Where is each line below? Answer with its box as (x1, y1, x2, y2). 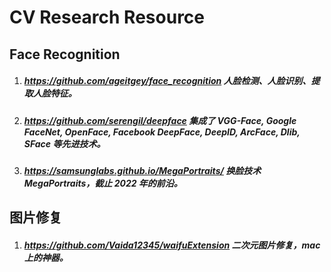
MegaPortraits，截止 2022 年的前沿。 (23, 177, 183, 189)
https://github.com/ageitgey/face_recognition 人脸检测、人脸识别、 (23, 75, 312, 87)
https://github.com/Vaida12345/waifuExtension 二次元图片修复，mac (23, 239, 321, 251)
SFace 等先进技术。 (23, 137, 106, 150)
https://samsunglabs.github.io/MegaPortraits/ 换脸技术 (23, 164, 262, 176)
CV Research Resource (9, 6, 206, 29)
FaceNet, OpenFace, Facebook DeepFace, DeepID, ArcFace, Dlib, (23, 126, 301, 138)
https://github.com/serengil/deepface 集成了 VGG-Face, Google (23, 114, 297, 126)
